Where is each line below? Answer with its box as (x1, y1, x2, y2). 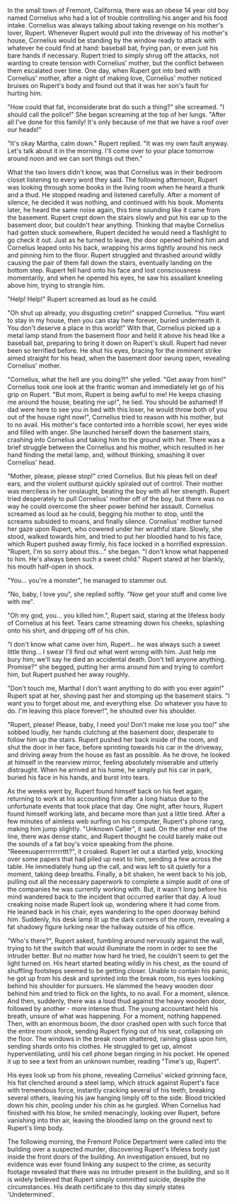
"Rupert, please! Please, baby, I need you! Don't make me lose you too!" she (7, 721, 230, 728)
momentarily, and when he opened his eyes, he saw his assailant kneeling (7, 273, 223, 282)
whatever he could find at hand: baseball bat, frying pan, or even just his (7, 44, 219, 52)
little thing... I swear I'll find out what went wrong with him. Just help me (7, 647, 216, 656)
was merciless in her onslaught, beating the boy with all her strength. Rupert (7, 487, 230, 496)
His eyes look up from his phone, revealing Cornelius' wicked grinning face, (7, 1071, 228, 1079)
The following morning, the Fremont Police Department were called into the (7, 1137, 226, 1146)
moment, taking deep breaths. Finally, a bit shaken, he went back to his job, (7, 870, 228, 878)
